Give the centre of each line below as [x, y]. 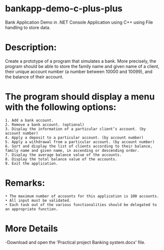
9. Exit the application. [31, 163]
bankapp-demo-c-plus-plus [64, 9]
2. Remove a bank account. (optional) [45, 125]
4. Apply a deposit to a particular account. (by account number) [74, 138]
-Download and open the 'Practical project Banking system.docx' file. [75, 242]
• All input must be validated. [38, 200]
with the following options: [61, 107]
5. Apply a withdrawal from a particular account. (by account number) [80, 142]
